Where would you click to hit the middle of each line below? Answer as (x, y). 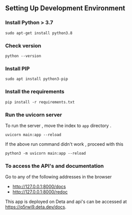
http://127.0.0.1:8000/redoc (40, 192)
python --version (23, 56)
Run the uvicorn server (34, 115)
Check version (23, 46)
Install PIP (17, 68)
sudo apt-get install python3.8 (39, 33)
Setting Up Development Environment (65, 8)
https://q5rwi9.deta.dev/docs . (36, 207)
